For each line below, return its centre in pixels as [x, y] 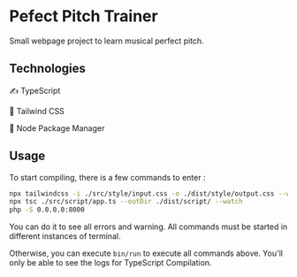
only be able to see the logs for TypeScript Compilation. [110, 263]
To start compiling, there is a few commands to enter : [107, 177]
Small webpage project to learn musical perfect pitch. [107, 41]
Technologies [48, 69]
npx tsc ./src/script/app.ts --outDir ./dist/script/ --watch [126, 202]
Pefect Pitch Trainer [84, 16]
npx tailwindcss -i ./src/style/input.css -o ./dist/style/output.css [142, 193]
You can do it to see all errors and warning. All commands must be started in [148, 227]
